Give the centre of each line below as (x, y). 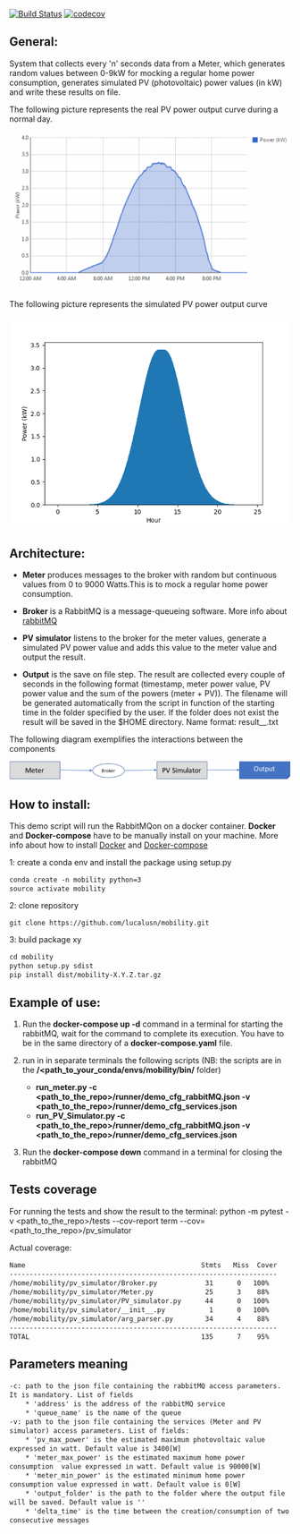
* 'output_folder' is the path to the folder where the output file (155, 1493)
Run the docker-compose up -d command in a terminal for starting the (153, 1024)
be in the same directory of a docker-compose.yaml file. (127, 1043)
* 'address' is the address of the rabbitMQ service (125, 1404)
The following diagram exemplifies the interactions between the (126, 739)
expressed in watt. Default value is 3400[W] (95, 1449)
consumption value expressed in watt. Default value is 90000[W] (135, 1466)
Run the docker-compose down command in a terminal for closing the (152, 1152)
